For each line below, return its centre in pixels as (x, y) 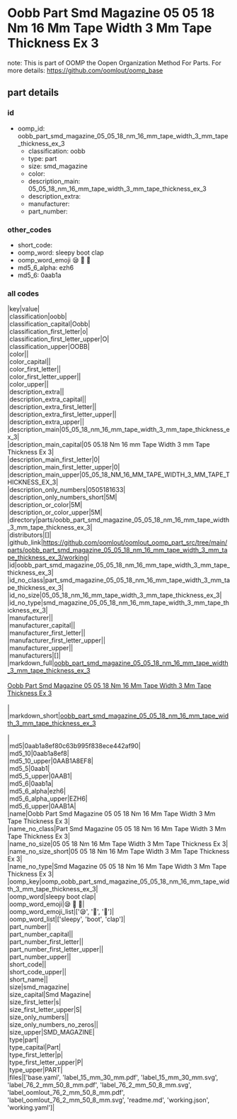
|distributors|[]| (29, 535)
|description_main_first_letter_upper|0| (64, 467)
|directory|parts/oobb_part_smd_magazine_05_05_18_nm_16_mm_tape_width (118, 520)
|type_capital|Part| (34, 1047)
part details (33, 93)
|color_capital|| (29, 362)
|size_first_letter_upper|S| (45, 1010)
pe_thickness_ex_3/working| (48, 557)
